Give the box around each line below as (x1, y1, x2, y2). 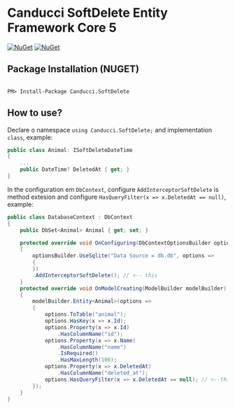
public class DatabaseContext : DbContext (7, 214, 133, 221)
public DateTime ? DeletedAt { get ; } (20, 166, 130, 173)
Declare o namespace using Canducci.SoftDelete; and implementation (7, 125, 212, 134)
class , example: (7, 133, 53, 141)
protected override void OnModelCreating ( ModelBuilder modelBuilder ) (20, 285, 227, 292)
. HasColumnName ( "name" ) (57, 343, 127, 351)
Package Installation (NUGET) (7, 63, 140, 75)
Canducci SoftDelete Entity (7, 5, 168, 21)
